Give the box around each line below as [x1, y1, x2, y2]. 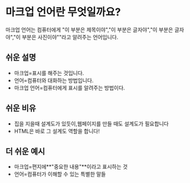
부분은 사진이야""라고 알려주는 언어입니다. [22, 33, 119, 40]
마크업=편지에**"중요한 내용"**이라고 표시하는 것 [14, 163, 128, 171]
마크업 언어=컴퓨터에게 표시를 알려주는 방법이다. [14, 84, 125, 91]
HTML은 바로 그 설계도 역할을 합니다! [14, 127, 100, 134]
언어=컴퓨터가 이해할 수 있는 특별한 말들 [14, 171, 106, 178]
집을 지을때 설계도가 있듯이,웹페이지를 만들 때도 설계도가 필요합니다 [14, 120, 169, 127]
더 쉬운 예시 [5, 146, 45, 156]
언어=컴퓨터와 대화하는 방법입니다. [14, 76, 94, 84]
